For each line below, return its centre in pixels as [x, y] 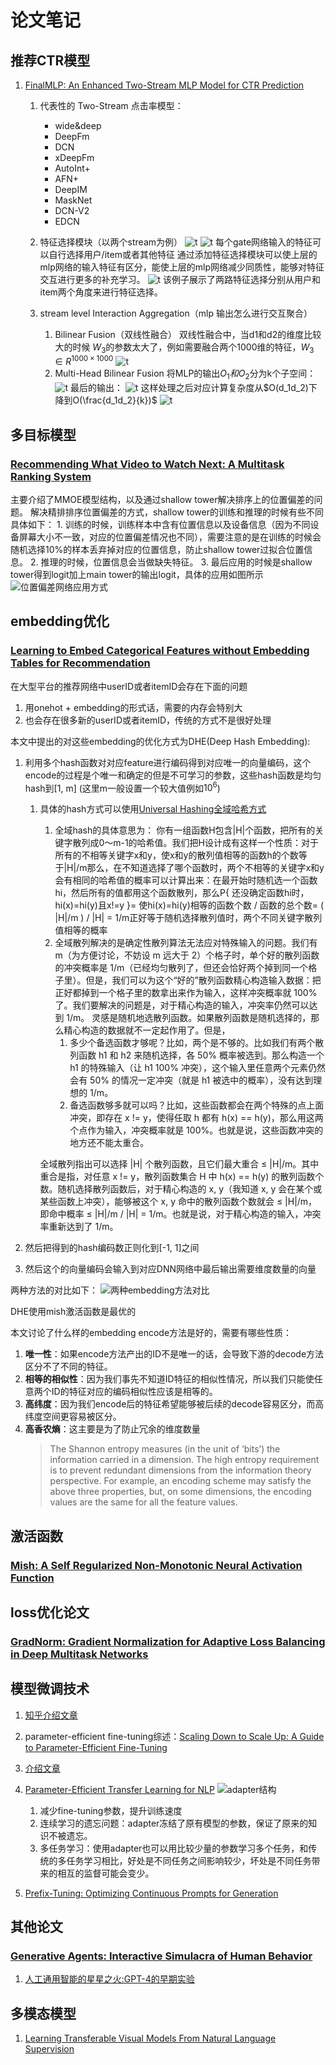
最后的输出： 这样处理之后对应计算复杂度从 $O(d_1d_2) [189, 388]
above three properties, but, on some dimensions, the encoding [180, 1492]
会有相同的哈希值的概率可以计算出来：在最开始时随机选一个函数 [186, 880]
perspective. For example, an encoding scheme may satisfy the [180, 1481]
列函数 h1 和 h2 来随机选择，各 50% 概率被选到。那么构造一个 [197, 1055]
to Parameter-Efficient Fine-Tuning [96, 1747]
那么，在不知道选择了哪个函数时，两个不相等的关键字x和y [205, 868]
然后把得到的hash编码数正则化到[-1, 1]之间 [112, 1248]
